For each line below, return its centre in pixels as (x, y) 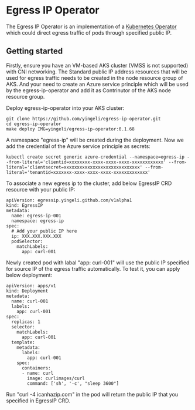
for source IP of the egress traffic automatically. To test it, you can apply (93, 268)
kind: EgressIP (25, 205)
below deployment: (29, 275)
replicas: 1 (26, 322)
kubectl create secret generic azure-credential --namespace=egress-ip (95, 157)
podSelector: (27, 241)
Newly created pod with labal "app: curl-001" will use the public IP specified (98, 263)
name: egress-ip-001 (36, 216)
